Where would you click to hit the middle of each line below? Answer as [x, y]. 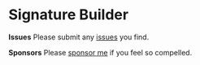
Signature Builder [68, 15]
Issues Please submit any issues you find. [79, 37]
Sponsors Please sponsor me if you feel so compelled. [100, 52]
